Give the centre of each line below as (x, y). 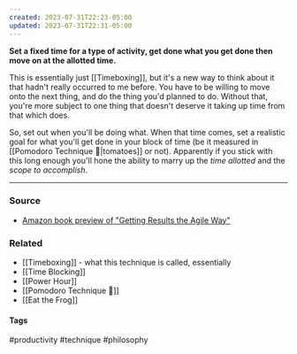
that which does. (40, 115)
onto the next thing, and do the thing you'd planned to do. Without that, (138, 96)
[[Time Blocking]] (53, 272)
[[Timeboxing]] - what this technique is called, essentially (126, 263)
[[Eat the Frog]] (49, 300)
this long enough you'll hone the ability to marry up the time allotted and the (147, 160)
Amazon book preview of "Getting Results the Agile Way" (126, 220)
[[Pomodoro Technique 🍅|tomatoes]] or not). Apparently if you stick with (141, 150)
